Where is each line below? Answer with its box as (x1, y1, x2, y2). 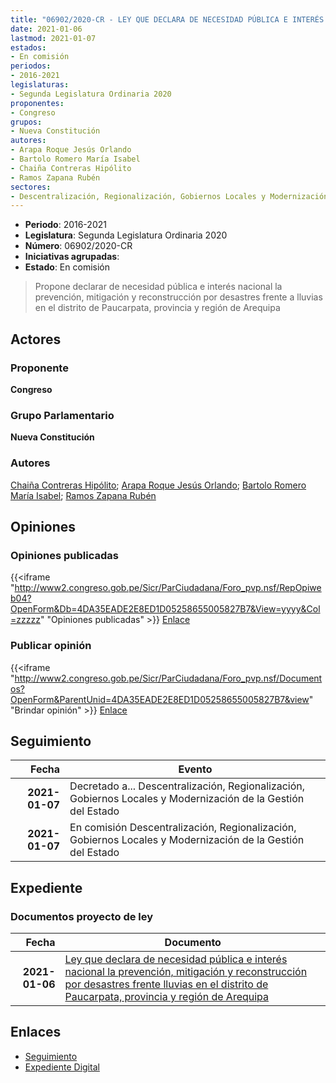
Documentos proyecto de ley (10, 909, 154, 923)
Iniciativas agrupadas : (24, 251, 120, 263)
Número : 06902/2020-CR (24, 240, 133, 252)
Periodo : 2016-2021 (24, 219, 107, 231)
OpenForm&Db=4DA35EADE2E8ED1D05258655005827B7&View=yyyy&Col (10, 603, 321, 615)
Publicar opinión (10, 639, 92, 653)
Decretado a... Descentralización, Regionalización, (69, 779, 306, 793)
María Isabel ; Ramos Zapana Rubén (10, 489, 157, 501)
